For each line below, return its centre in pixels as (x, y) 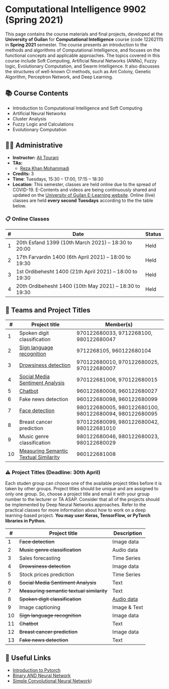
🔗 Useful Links (28, 658)
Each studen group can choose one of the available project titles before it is (83, 483)
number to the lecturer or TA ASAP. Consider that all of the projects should (82, 499)
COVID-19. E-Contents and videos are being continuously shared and (84, 190)
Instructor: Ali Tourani (35, 157)
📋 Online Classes (27, 219)
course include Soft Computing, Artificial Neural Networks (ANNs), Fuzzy (81, 61)
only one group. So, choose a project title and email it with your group (77, 494)
